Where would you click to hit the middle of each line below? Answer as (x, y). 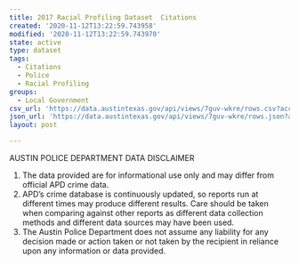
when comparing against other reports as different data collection (143, 213)
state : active (36, 42)
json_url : (28, 116)
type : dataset (36, 51)
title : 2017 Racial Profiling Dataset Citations (103, 17)
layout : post (33, 125)
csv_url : (25, 108)
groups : (24, 92)
